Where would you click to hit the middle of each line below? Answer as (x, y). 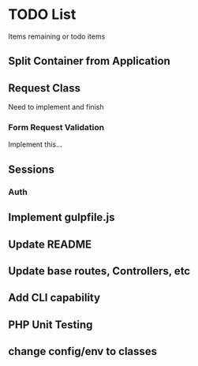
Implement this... (35, 144)
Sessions (32, 169)
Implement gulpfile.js (62, 217)
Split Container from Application (90, 61)
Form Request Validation (56, 128)
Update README (50, 244)
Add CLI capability (54, 298)
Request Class (45, 88)
